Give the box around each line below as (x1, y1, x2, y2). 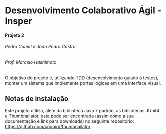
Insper (5, 15, 32, 27)
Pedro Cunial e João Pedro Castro (5, 44, 76, 50)
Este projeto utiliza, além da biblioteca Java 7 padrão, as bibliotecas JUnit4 (5, 108, 160, 114)
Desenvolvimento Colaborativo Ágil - (5, 5, 161, 16)
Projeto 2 (5, 32, 24, 38)
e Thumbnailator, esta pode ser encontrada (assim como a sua (5, 113, 134, 119)
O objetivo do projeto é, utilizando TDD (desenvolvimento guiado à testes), (5, 75, 159, 81)
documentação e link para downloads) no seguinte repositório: (5, 118, 134, 124)
